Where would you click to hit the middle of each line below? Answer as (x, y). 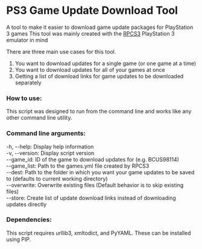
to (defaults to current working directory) (57, 178)
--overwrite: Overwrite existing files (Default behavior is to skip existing (95, 185)
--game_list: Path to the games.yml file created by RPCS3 (78, 166)
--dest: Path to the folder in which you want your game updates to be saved (100, 172)
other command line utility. (39, 118)
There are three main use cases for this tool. (61, 51)
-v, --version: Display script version (50, 153)
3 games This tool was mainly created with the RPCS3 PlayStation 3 (90, 33)
